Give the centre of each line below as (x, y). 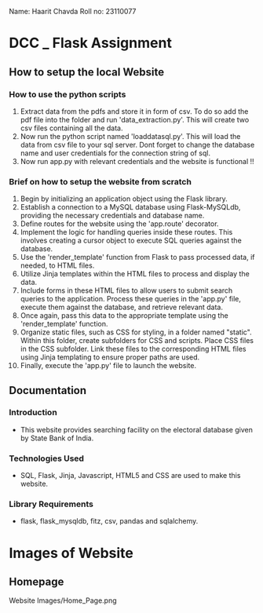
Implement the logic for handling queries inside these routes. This (126, 232)
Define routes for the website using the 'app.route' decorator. (119, 224)
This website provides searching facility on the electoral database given (137, 429)
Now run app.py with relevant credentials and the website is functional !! (137, 161)
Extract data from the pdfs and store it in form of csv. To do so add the (134, 111)
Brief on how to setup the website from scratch (100, 181)
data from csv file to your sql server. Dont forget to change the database (137, 144)
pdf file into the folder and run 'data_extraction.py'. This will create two (135, 119)
